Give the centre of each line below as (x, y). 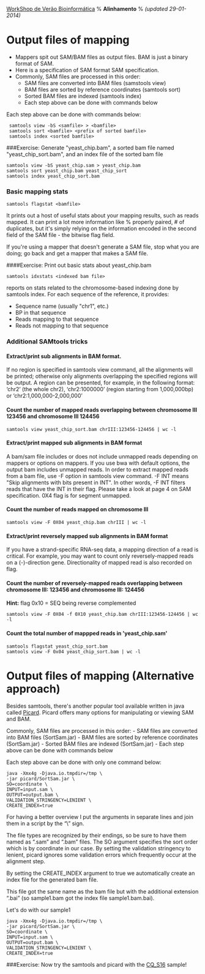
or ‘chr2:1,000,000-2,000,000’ (44, 396)
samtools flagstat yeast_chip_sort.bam (57, 646)
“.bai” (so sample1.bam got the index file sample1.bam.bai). (80, 898)
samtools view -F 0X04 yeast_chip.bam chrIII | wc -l (76, 522)
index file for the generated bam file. (52, 879)
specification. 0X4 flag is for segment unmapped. (69, 495)
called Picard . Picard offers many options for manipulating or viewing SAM (100, 712)
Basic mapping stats (37, 191)
